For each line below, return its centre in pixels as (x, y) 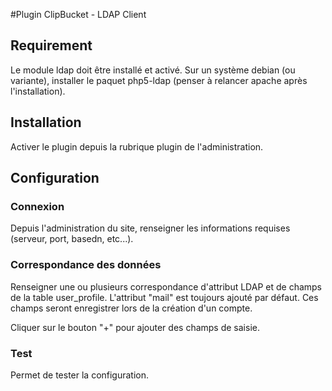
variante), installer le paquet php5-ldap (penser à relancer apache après (159, 80)
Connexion (37, 206)
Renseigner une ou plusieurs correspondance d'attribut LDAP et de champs (166, 286)
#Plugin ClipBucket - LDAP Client (78, 14)
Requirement (51, 45)
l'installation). (38, 91)
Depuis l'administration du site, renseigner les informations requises (150, 228)
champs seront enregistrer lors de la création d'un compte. (131, 308)
